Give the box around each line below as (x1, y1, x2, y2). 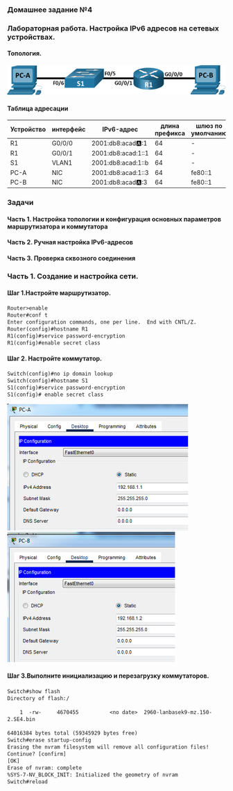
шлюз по (196, 122, 223, 130)
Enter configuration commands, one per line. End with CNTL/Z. (7, 319, 197, 326)
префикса (155, 128, 186, 137)
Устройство (10, 125, 46, 133)
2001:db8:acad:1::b (91, 158, 149, 167)
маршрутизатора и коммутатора (7, 222, 108, 231)
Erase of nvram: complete (7, 764, 82, 772)
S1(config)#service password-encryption (7, 384, 126, 392)
